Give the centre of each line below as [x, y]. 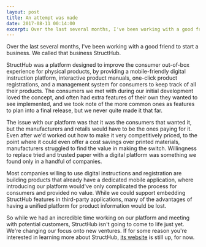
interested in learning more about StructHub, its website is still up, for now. [101, 237]
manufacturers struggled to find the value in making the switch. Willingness [102, 148]
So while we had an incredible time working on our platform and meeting [98, 218]
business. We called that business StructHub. [64, 53]
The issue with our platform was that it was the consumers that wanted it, [99, 123]
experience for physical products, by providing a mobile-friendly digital [96, 72]
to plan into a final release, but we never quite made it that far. [85, 110]
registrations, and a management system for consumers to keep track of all [101, 85]
